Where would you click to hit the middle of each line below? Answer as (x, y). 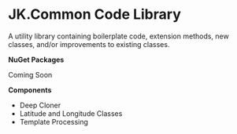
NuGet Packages (36, 60)
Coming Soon (30, 74)
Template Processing (54, 121)
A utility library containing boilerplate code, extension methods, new (119, 36)
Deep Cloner (40, 105)
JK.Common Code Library (94, 14)
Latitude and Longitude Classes (71, 113)
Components (30, 90)
